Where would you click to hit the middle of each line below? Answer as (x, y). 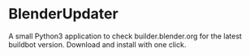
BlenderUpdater (64, 14)
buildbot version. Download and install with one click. (97, 44)
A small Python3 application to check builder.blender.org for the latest (125, 36)
